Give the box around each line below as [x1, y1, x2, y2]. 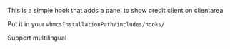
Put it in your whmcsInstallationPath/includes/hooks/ [7, 20, 165, 28]
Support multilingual [7, 33, 67, 42]
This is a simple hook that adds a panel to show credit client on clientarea [7, 6, 224, 14]
